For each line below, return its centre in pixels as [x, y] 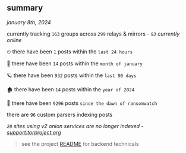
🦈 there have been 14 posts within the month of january [75, 63]
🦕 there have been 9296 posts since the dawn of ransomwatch [82, 103]
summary [25, 8]
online [14, 40]
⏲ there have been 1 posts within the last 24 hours [70, 52]
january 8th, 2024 [29, 22]
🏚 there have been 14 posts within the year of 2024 [71, 89]
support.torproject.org [34, 132]
